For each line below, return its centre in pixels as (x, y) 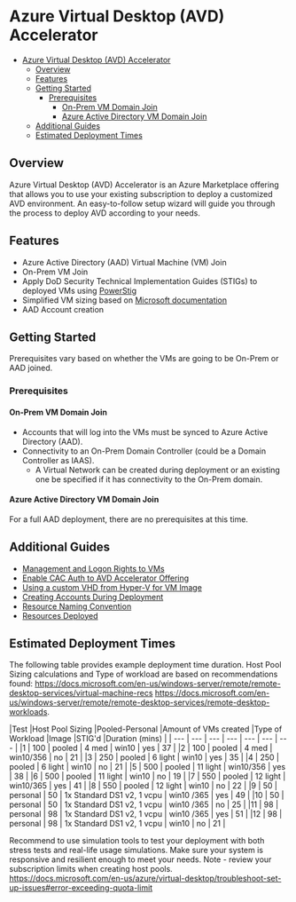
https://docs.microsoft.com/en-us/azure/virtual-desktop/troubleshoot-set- (145, 878)
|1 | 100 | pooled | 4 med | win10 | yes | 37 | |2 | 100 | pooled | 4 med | (146, 748)
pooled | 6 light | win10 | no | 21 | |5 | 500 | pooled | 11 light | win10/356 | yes (148, 767)
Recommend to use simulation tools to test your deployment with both (137, 841)
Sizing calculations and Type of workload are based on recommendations (144, 674)
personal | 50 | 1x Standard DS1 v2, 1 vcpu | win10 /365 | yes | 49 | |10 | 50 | (147, 795)
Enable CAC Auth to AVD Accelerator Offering (105, 578)
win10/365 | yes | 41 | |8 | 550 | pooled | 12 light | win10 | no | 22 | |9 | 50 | (143, 786)
